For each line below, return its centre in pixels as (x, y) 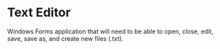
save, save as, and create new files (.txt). (66, 38)
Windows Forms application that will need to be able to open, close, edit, (110, 31)
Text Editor (39, 13)
